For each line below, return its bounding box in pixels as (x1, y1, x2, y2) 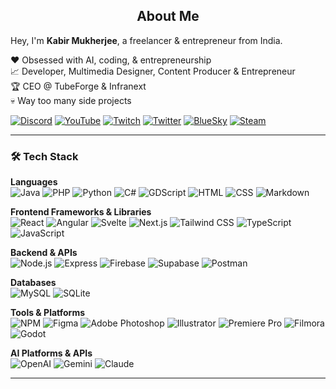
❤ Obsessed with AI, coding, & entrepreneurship (10, 54, 212, 66)
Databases (10, 277, 57, 289)
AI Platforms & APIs (10, 347, 93, 359)
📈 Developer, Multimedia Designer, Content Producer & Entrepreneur (10, 65, 296, 77)
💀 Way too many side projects (10, 94, 132, 106)
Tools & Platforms (10, 307, 86, 319)
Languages (10, 176, 58, 188)
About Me (136, 8, 200, 25)
